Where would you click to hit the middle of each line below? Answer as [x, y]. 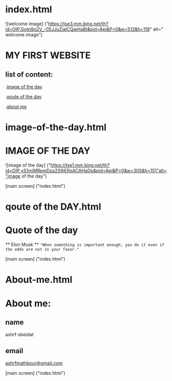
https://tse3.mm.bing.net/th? [78, 24]
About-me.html [39, 280]
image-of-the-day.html [56, 128]
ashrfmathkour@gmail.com [34, 363]
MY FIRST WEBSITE [48, 56]
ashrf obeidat [20, 335]
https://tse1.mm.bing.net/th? [80, 165]
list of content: [29, 74]
